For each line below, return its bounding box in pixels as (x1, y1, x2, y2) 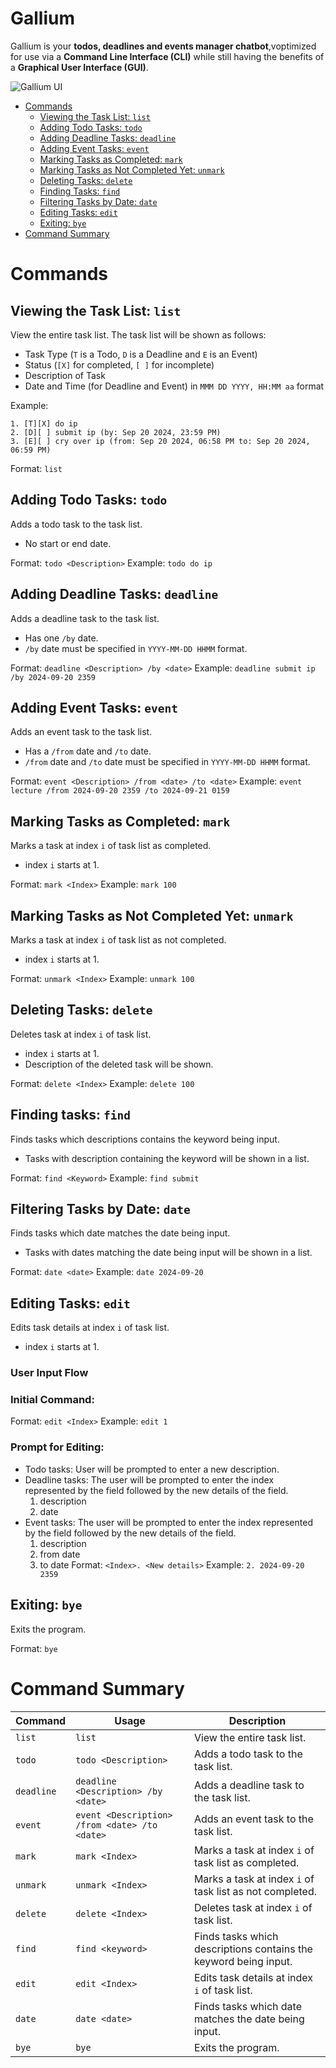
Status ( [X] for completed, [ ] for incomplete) (24, 358, 215, 371)
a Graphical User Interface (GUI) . (10, 61, 149, 73)
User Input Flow (10, 1366, 89, 1380)
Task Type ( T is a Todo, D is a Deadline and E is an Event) (24, 348, 258, 360)
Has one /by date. (24, 632, 99, 644)
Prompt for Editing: (10, 1440, 105, 1454)
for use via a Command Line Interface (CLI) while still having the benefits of (10, 50, 325, 62)
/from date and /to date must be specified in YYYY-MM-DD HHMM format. (24, 756, 311, 768)
